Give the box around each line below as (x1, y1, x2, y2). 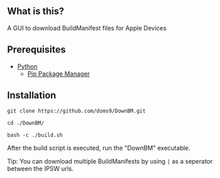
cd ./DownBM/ (7, 120, 45, 127)
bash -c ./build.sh (7, 132, 63, 139)
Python (16, 62, 38, 70)
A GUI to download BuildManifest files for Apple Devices (7, 23, 167, 32)
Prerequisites (7, 44, 66, 56)
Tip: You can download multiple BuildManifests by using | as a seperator (7, 157, 213, 166)
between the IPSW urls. (7, 165, 74, 173)
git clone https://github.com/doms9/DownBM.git (7, 108, 146, 115)
